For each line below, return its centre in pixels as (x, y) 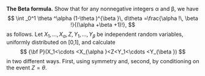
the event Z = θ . (27, 67)
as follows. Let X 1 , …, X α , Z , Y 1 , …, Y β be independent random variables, (95, 35)
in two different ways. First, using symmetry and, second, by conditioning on (103, 61)
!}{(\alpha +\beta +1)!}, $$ (103, 25)
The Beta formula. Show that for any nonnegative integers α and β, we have (102, 9)
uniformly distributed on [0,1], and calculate (61, 42)
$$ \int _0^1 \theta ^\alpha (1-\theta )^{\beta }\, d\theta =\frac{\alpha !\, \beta (103, 18)
